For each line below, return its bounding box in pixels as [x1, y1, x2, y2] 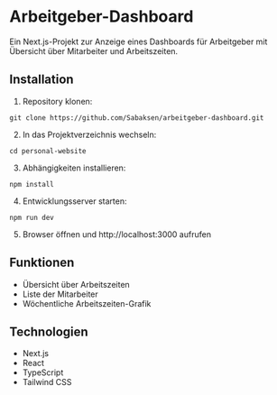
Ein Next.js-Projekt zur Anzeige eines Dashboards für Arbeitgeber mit [9, 36, 268, 47]
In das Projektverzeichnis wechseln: [22, 129, 157, 140]
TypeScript [22, 367, 64, 378]
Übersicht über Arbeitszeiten [22, 279, 131, 289]
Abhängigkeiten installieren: [22, 162, 126, 173]
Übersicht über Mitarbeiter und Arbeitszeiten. [9, 45, 179, 56]
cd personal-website [9, 146, 88, 155]
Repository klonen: [22, 96, 93, 106]
